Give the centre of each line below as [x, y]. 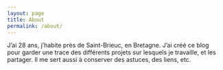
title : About [26, 20]
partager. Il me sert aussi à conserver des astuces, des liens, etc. [99, 60]
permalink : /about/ [35, 26]
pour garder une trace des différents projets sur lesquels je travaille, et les [111, 52]
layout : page [26, 13]
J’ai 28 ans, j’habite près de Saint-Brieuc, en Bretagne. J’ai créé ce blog [108, 46]
